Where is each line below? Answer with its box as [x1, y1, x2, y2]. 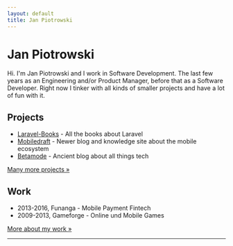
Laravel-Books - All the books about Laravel [17, 130, 144, 139]
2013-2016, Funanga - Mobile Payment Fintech [17, 204, 151, 212]
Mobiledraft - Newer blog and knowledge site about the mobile [17, 137, 197, 146]
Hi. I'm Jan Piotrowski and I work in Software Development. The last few [7, 69, 214, 78]
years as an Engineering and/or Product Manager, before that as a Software [7, 77, 223, 85]
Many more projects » [7, 166, 70, 174]
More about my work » [7, 225, 72, 233]
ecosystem [17, 145, 49, 153]
